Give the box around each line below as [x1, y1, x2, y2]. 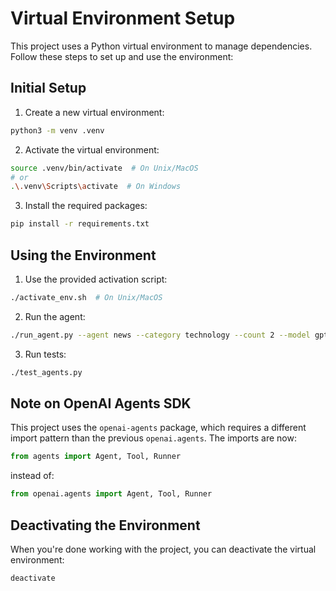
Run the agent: [24, 310, 86, 322]
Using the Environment [10, 247, 157, 264]
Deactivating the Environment [10, 517, 201, 534]
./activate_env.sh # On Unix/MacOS [10, 292, 163, 302]
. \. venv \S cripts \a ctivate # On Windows [10, 182, 182, 192]
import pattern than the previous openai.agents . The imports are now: [10, 432, 297, 444]
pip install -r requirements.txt [10, 219, 150, 229]
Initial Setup [10, 80, 87, 97]
